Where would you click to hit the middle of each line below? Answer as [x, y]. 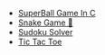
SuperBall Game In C [57, 13]
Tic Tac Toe [40, 41]
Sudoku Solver [45, 32]
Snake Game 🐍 [46, 23]
